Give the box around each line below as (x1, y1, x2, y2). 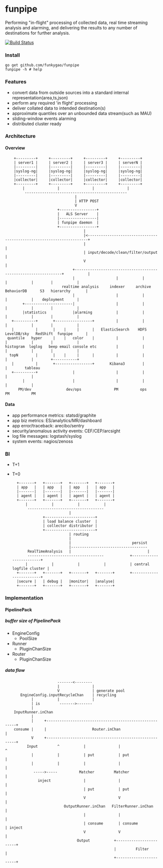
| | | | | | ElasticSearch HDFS (11, 327, 147, 332)
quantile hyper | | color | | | (7, 335, 145, 340)
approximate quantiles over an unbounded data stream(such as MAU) (12, 110, 152, 116)
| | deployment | (5, 297, 79, 302)
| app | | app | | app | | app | (17, 485, 115, 490)
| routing (69, 532, 89, 537)
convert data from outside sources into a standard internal (12, 89, 129, 95)
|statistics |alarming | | (22, 310, 145, 315)
